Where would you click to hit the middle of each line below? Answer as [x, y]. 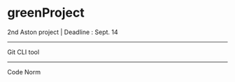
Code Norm [24, 72]
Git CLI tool [23, 52]
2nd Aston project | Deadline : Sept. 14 [63, 32]
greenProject [46, 13]
